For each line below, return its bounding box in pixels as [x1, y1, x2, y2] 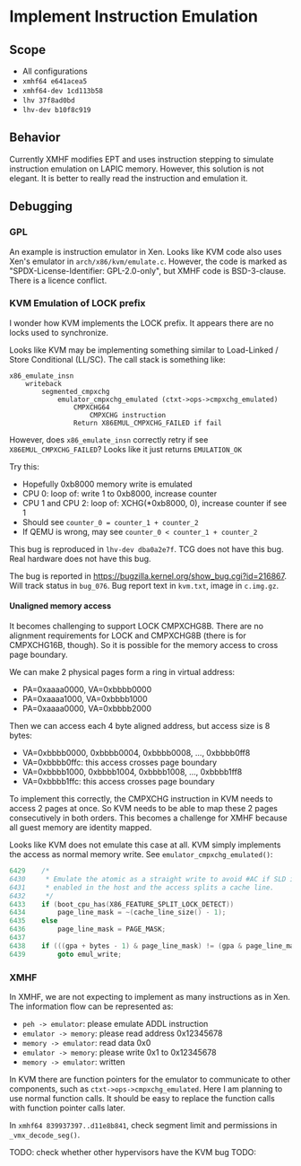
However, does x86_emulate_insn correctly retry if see [9, 434, 209, 445]
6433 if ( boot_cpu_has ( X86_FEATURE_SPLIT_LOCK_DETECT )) [9, 899, 235, 908]
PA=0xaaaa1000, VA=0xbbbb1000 [21, 694, 148, 704]
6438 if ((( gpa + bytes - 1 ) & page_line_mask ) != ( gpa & [9, 941, 243, 951]
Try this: [9, 460, 40, 472]
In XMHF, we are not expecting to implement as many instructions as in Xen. [9, 991, 291, 1002]
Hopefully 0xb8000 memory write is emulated [21, 478, 193, 489]
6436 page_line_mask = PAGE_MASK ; [9, 925, 167, 934]
